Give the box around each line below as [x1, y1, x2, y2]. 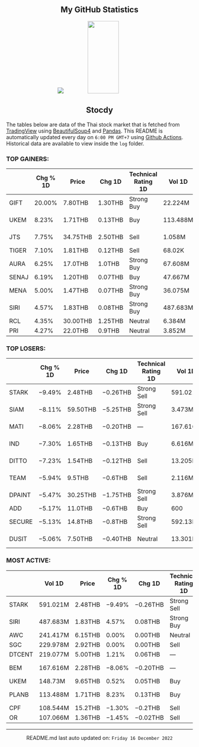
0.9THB [98, 327, 120, 335]
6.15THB [75, 630, 101, 639]
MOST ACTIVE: [6, 556, 51, 564]
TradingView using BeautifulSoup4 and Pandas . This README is [6, 127, 163, 134]
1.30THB [98, 199, 124, 207]
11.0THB [67, 504, 93, 513]
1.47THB [63, 286, 89, 294]
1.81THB [63, 246, 89, 255]
